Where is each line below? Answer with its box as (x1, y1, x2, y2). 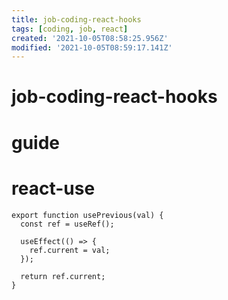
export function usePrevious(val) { (11, 210, 164, 220)
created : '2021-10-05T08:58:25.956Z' (11, 33, 169, 43)
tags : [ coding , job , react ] (11, 24, 129, 34)
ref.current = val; (29, 245, 111, 255)
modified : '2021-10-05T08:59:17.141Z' (11, 42, 173, 53)
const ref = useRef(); (20, 219, 115, 229)
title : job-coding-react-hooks (11, 14, 142, 25)
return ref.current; (20, 271, 106, 281)
